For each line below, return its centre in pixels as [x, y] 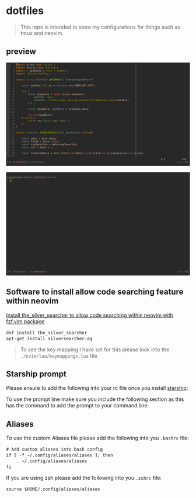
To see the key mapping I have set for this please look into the [95, 350]
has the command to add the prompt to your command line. [78, 406]
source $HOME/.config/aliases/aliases [53, 489]
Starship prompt [36, 374]
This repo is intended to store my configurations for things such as [100, 27]
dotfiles [25, 11]
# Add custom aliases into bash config [55, 449]
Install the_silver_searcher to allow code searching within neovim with [90, 315]
